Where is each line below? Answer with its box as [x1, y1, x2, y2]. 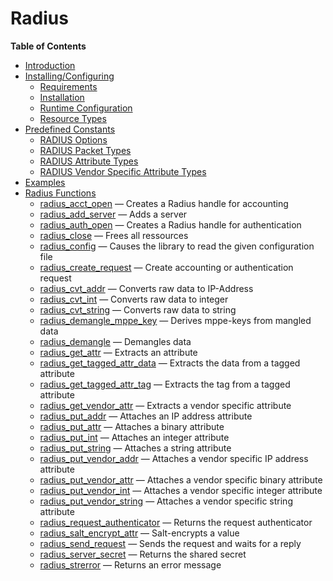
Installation [39, 91, 85, 103]
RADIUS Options [39, 133, 108, 146]
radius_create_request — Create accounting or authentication [39, 261, 294, 273]
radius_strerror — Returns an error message [39, 558, 222, 571]
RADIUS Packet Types [39, 144, 132, 156]
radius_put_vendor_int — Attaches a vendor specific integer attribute [39, 484, 323, 496]
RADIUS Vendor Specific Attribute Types [39, 165, 207, 177]
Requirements [39, 80, 98, 92]
